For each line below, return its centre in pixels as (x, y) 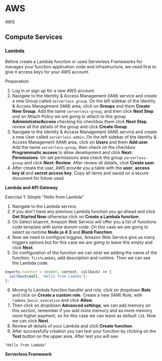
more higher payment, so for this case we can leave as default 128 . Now (84, 316)
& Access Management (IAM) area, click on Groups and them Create (81, 106)
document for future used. (38, 178)
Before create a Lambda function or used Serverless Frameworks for (74, 62)
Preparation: (17, 81)
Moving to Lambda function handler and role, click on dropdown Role (81, 290)
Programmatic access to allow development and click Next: (72, 152)
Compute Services (34, 37)
